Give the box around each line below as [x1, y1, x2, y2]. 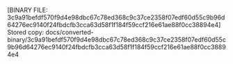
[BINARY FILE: [7, 6, 48, 14]
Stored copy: [7, 28, 45, 36]
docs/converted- [45, 28, 94, 36]
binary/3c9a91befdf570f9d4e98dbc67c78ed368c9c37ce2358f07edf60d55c [7, 35, 226, 44]
